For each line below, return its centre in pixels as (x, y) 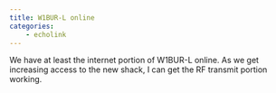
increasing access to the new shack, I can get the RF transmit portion (138, 70)
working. (26, 79)
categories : (32, 26)
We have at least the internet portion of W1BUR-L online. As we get (134, 60)
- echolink (46, 34)
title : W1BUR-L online (52, 18)
